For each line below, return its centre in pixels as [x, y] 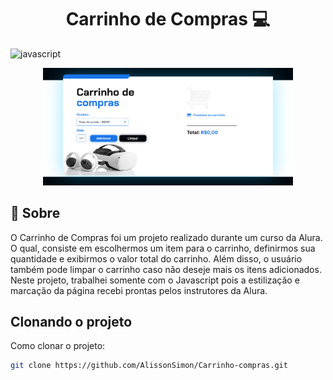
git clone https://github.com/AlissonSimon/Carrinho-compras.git [149, 366]
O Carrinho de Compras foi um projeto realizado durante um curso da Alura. [166, 237]
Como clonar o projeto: [58, 346]
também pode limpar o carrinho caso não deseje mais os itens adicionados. [166, 269]
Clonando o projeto [71, 322]
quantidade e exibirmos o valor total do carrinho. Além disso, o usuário [156, 258]
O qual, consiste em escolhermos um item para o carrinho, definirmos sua [163, 248]
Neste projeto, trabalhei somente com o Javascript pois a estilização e [155, 280]
